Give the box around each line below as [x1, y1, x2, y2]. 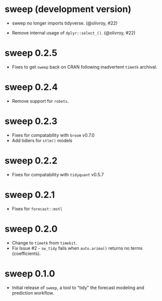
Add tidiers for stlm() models [11, 137, 73, 143]
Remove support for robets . [11, 98, 69, 104]
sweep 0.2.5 [4, 48, 58, 59]
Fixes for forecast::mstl [11, 205, 63, 211]
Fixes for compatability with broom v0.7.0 [11, 132, 95, 138]
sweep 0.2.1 [4, 189, 55, 200]
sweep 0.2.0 [4, 223, 58, 234]
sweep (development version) [4, 4, 132, 15]
